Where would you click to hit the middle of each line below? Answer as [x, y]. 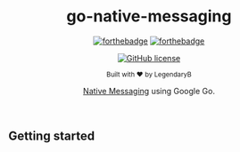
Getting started [52, 136]
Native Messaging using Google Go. [149, 91]
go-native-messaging [149, 16]
